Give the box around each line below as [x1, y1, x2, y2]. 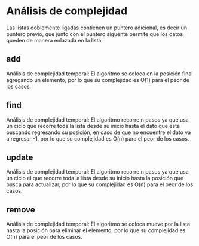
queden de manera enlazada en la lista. [6, 37, 103, 44]
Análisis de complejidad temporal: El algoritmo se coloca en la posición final [6, 70, 193, 77]
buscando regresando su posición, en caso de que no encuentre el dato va [6, 129, 191, 136]
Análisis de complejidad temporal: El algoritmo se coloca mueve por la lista [6, 220, 190, 228]
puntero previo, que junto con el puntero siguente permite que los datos [6, 30, 183, 37]
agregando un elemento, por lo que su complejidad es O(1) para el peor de [6, 76, 190, 83]
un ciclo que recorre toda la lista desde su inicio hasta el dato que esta [6, 122, 180, 129]
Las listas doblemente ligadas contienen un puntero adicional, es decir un [6, 24, 187, 31]
